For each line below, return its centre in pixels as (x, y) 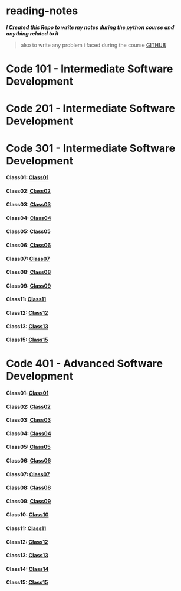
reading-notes (42, 11)
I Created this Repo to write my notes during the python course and (90, 27)
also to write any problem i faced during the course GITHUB (93, 45)
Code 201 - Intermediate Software (91, 109)
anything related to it (32, 33)
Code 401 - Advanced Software (85, 364)
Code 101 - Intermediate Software (90, 69)
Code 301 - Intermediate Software (91, 148)
